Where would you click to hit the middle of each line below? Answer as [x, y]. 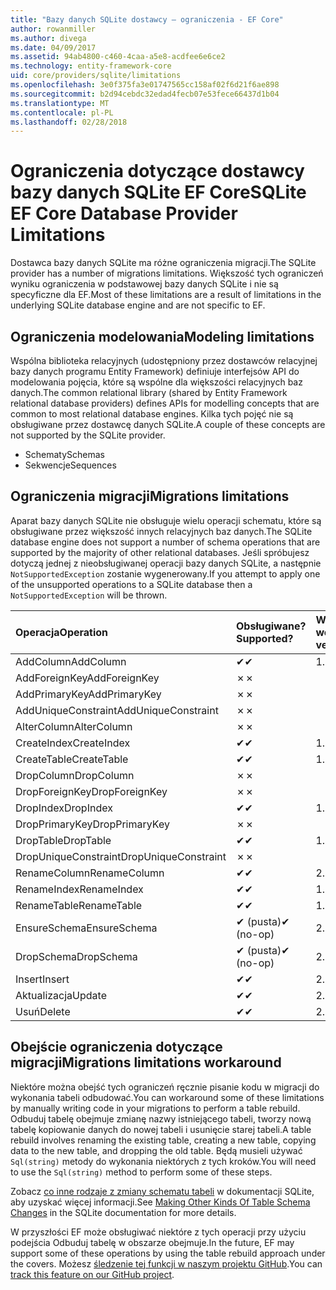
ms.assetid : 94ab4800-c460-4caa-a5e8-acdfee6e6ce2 [118, 57]
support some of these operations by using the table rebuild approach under [168, 1253]
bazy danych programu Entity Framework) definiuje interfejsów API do [155, 371]
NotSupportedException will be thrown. [89, 595]
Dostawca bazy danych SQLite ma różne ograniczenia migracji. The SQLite [163, 263]
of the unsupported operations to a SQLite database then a [131, 584]
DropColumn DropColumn [75, 775]
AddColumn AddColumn [71, 661]
